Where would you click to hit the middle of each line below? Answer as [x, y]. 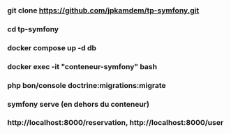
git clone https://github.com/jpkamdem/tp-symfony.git [103, 10]
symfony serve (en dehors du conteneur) [79, 104]
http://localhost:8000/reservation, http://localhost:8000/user [115, 123]
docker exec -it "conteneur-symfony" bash [82, 66]
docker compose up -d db [52, 47]
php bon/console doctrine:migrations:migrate [87, 85]
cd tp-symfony [33, 29]
